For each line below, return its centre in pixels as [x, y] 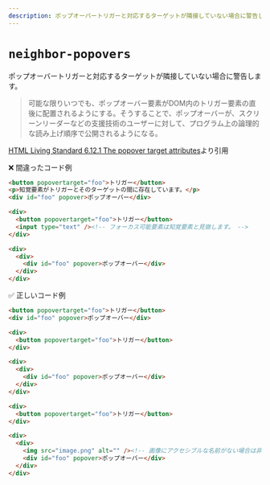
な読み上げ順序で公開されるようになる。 [95, 133]
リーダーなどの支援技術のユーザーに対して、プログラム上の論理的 [151, 123]
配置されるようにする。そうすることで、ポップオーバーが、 [141, 113]
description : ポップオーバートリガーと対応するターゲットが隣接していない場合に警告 [133, 16]
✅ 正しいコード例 [37, 295]
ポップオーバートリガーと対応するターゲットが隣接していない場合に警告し [131, 76]
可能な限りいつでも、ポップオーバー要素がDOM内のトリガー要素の [138, 103]
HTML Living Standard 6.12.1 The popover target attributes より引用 [119, 150]
